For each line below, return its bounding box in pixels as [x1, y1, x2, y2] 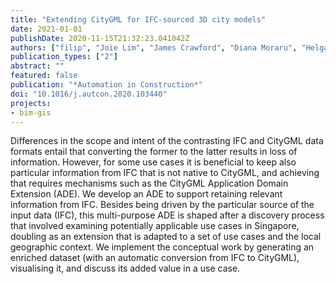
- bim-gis [10, 107, 52, 118]
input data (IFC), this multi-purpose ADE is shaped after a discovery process [10, 209, 325, 221]
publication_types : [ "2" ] [10, 52, 118, 62]
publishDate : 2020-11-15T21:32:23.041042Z [10, 33, 190, 43]
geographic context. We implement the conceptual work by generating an [10, 241, 315, 253]
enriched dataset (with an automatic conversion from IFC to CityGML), [10, 252, 300, 264]
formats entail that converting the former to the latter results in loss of [10, 146, 298, 158]
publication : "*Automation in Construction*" [10, 80, 203, 90]
